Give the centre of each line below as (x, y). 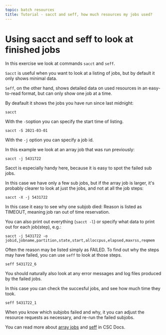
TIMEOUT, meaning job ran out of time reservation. (58, 212)
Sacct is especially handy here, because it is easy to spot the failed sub (79, 168)
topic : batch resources (30, 10)
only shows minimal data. (31, 78)
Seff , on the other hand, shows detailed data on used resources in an (77, 88)
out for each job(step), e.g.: (33, 227)
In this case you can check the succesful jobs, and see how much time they (83, 289)
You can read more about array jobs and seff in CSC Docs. (65, 327)
